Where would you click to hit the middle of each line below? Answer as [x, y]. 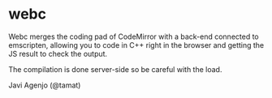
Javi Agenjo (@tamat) [45, 85]
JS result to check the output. [58, 53]
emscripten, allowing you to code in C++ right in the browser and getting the [136, 45]
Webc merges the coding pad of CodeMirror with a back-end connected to [134, 36]
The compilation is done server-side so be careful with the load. [115, 69]
